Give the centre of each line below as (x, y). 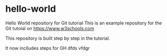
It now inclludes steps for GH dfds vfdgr (48, 48)
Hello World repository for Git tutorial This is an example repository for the (84, 23)
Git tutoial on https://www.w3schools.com (50, 28)
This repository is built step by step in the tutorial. (58, 38)
